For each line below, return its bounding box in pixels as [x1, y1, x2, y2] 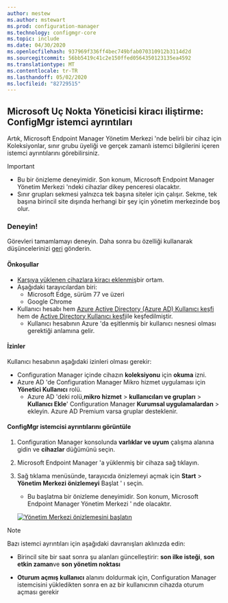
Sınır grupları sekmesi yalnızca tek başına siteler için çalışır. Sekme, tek [16, 190, 218, 199]
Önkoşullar [7, 260, 39, 268]
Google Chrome [27, 297, 73, 306]
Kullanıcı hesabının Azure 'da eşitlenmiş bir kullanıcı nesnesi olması [27, 319, 216, 328]
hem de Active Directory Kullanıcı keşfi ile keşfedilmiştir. [16, 312, 173, 320]
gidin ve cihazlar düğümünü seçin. [16, 445, 116, 453]
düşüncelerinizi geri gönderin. [7, 245, 92, 253]
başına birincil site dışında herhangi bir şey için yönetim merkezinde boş [16, 197, 220, 206]
